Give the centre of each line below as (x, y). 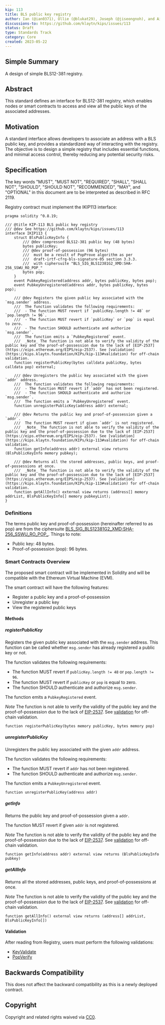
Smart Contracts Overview (38, 562)
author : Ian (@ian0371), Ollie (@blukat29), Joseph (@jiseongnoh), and (80, 19)
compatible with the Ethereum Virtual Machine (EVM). (59, 578)
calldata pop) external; (30, 367)
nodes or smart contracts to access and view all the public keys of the (76, 106)
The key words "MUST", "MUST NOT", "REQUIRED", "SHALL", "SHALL (76, 182)
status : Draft (20, 28)
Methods (14, 618)
